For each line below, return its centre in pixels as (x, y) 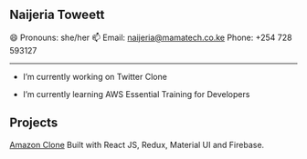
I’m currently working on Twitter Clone (95, 76)
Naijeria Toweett (57, 15)
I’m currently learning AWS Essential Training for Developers (136, 94)
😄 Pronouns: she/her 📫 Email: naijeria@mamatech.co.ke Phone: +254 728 (151, 37)
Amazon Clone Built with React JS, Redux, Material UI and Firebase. (137, 144)
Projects (34, 123)
